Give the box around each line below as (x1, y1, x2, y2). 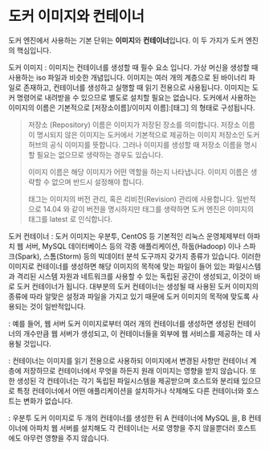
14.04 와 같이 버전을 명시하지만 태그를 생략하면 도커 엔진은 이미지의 (43, 204, 255, 214)
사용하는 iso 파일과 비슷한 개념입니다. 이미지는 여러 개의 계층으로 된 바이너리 (8, 72, 247, 82)
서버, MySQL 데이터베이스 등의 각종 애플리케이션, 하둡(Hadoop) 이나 (25, 241, 242, 251)
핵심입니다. (16, 45, 52, 55)
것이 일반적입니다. (29, 301, 86, 311)
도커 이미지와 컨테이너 (8, 7, 145, 26)
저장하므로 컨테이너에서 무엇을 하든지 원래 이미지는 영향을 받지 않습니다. (22, 366, 249, 375)
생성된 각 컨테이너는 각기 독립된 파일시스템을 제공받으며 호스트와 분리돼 (16, 375, 240, 386)
